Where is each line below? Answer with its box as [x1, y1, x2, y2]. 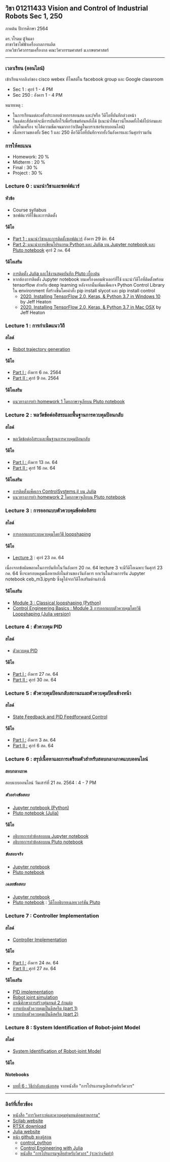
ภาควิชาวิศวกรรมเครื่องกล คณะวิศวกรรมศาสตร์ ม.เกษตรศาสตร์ [5, 47, 109, 53]
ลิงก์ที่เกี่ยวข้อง [5, 1100, 33, 1107]
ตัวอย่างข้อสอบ [5, 791, 29, 797]
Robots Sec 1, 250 [5, 12, 63, 21]
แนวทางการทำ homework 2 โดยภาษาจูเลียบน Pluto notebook [12, 494, 126, 500]
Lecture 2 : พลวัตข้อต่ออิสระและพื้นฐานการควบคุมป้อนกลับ [5, 411, 123, 418]
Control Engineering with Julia [20, 1145, 83, 1151]
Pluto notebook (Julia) [12, 810, 59, 816]
